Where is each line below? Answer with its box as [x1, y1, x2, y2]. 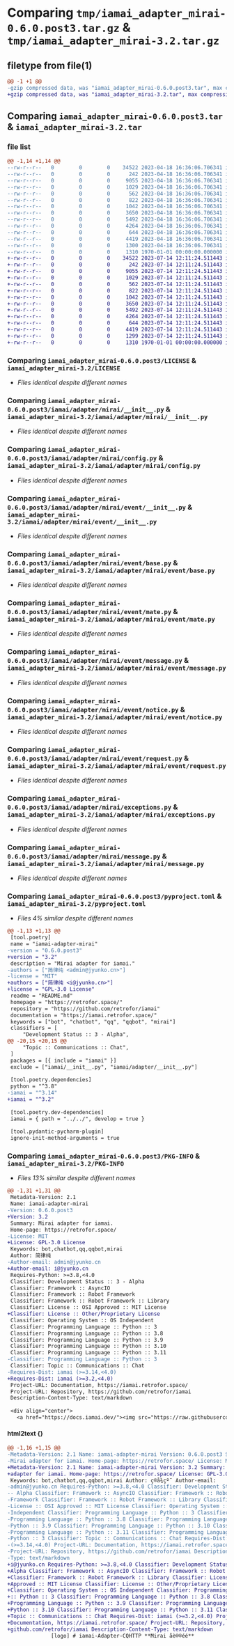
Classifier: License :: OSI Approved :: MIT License [10, 1304, 167, 1311]
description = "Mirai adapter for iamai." [10, 959, 136, 967]
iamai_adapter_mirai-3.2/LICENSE [7, 364, 120, 372]
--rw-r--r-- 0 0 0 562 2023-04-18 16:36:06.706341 [7, 190, 223, 197]
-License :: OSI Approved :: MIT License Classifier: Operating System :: [7, 1503, 229, 1510]
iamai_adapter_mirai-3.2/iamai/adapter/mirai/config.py [7, 462, 201, 470]
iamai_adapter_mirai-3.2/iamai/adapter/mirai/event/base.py [7, 566, 216, 574]
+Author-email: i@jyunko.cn [7, 1265, 89, 1272]
